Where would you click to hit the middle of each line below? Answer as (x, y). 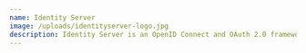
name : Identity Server (52, 18)
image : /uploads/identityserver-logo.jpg (89, 26)
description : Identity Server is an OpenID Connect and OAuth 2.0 (138, 34)
